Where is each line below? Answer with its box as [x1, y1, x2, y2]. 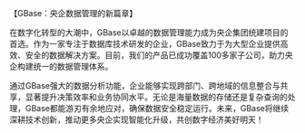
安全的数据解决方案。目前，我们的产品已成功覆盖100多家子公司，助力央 [25, 50, 293, 61]
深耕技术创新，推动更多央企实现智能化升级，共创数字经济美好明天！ [9, 114, 264, 125]
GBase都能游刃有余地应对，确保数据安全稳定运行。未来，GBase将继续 [25, 103, 290, 113]
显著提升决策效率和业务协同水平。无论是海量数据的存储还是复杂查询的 [25, 91, 288, 102]
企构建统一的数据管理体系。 [9, 62, 113, 71]
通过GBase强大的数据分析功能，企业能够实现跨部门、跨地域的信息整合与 [9, 81, 281, 90]
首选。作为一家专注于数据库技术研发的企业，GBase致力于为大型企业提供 [9, 39, 281, 49]
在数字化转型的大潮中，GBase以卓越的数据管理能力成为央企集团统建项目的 [9, 27, 289, 38]
